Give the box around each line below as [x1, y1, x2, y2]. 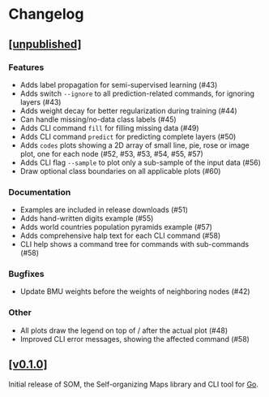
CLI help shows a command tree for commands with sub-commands [19, 239, 250, 249]
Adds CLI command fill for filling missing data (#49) [19, 123, 200, 132]
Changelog [8, 5, 84, 24]
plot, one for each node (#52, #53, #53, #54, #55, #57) [19, 149, 204, 158]
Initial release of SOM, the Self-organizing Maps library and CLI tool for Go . [8, 379, 259, 389]
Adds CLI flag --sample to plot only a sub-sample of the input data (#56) [19, 158, 262, 167]
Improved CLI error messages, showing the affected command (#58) [19, 334, 250, 343]
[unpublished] [8, 37, 82, 51]
